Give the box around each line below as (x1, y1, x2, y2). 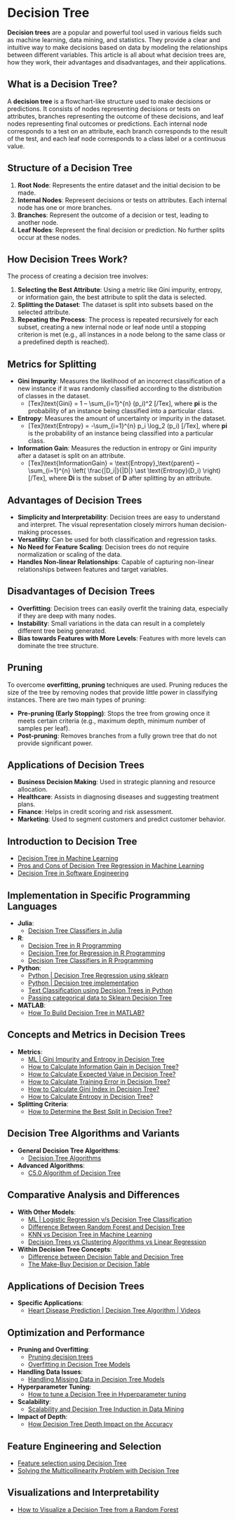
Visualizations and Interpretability (7, 1487, 160, 1499)
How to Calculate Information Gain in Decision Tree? (27, 1062, 179, 1070)
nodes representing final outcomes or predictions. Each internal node (7, 119, 208, 128)
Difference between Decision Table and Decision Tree (27, 1252, 184, 1261)
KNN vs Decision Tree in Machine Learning (27, 1230, 153, 1238)
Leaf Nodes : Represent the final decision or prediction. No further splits (17, 225, 225, 234)
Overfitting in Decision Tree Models (27, 1361, 131, 1369)
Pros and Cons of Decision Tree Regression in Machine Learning (17, 862, 205, 870)
